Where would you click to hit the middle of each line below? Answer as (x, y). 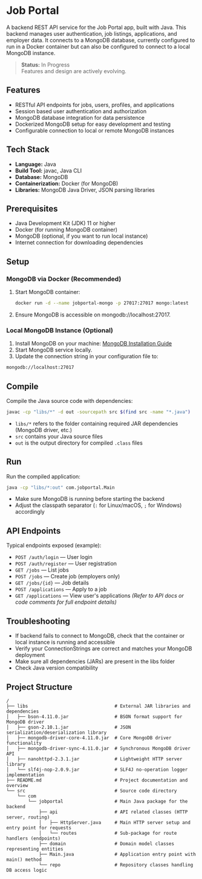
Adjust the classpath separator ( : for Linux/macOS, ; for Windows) (98, 505)
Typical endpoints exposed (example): (54, 546)
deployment (30, 655)
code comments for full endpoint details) (66, 602)
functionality (24, 743)
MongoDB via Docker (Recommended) (64, 279)
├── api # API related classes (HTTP (113, 812)
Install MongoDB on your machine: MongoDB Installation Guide (93, 344)
